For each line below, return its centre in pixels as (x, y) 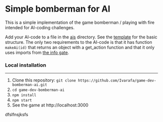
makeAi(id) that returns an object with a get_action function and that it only (80, 47)
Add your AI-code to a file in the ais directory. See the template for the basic (81, 37)
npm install (24, 95)
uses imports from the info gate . (37, 52)
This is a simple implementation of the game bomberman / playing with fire (80, 22)
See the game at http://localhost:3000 (50, 105)
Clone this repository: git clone (44, 80)
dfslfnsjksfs (16, 115)
